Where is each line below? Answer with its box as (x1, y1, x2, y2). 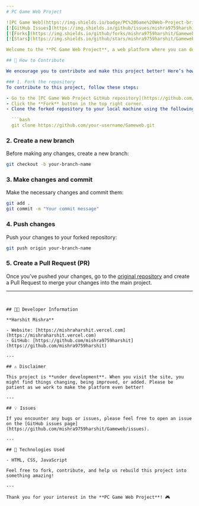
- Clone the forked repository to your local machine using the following (6, 106, 195, 112)
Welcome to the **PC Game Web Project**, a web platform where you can (6, 47, 187, 53)
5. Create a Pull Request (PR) (6, 259, 90, 267)
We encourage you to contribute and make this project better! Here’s (6, 68, 184, 74)
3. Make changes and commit (6, 176, 93, 184)
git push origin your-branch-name (6, 245, 92, 251)
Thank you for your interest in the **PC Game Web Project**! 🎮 (6, 494, 171, 500)
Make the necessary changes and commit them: (6, 189, 124, 196)
